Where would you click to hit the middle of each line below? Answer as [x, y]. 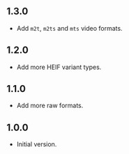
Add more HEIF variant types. [59, 67]
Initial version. [37, 144]
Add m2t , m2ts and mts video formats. [69, 28]
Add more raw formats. [50, 106]
